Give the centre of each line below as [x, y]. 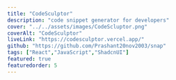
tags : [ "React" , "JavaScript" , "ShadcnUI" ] [68, 53]
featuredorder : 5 [32, 65]
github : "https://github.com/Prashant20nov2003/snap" [87, 46]
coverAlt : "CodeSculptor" [45, 33]
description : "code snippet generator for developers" [88, 20]
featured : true [29, 59]
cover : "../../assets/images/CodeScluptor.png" [78, 26]
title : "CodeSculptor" [40, 14]
